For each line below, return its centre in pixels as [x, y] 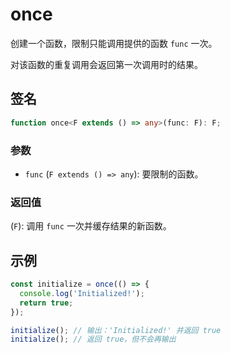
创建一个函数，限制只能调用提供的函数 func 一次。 [114, 43]
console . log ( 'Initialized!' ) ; [82, 293]
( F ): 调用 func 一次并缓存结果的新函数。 [91, 226]
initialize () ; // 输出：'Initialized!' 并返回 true [116, 330]
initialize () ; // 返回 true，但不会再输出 [93, 339]
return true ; [46, 303]
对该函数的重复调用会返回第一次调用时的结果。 [106, 64]
